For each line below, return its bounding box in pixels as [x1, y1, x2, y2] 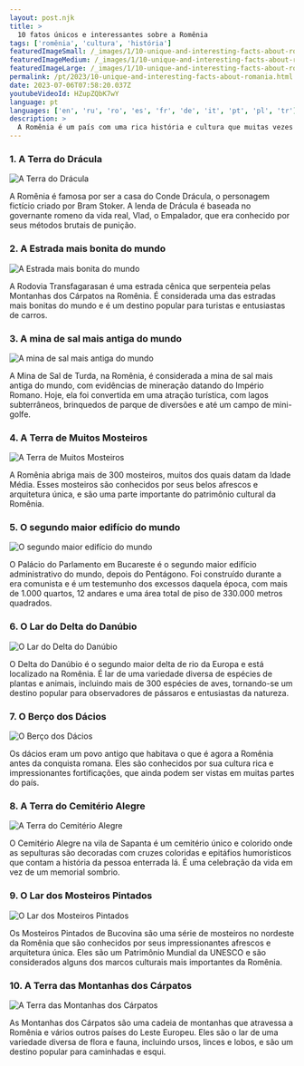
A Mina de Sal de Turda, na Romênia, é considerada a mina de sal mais [9, 370, 273, 381]
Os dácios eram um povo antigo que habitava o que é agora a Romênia [9, 749, 274, 760]
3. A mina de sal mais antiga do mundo [9, 332, 183, 344]
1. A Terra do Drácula [9, 152, 102, 165]
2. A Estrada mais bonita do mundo [9, 242, 166, 255]
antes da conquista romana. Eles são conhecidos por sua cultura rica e [9, 758, 274, 769]
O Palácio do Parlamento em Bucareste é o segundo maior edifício [9, 559, 257, 570]
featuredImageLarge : [9, 64, 88, 73]
